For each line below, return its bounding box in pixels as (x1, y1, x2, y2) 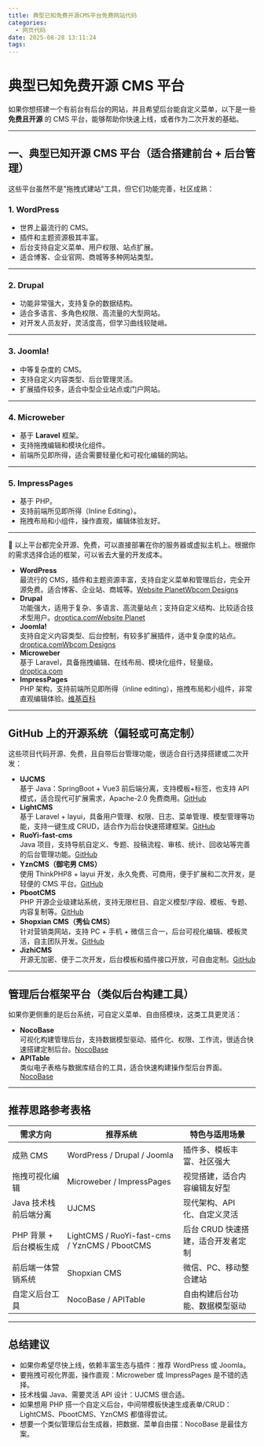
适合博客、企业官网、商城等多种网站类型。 (19, 252, 158, 262)
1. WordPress (8, 204, 60, 215)
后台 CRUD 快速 (183, 1224, 242, 1235)
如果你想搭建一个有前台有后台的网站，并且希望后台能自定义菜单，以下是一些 (8, 105, 256, 114)
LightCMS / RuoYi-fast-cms (67, 1230, 171, 1241)
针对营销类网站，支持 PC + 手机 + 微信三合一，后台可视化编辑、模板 (19, 927, 241, 936)
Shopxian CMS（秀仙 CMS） (19, 917, 115, 927)
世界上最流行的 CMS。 (19, 223, 93, 233)
